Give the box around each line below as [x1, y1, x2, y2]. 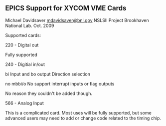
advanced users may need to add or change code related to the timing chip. [5, 115, 161, 121]
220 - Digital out [5, 42, 39, 48]
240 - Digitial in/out [5, 61, 45, 67]
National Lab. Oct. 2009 [5, 22, 54, 28]
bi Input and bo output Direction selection [5, 71, 91, 77]
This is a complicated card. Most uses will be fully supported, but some [5, 109, 152, 115]
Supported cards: [5, 32, 41, 38]
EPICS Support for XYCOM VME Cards [5, 4, 127, 12]
